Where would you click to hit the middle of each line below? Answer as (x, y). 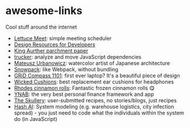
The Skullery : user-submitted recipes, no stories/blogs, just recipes (95, 100)
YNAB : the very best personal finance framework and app (84, 94)
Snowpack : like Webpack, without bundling (66, 69)
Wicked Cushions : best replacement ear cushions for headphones (94, 82)
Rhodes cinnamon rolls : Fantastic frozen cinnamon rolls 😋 (84, 88)
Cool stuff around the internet (41, 27)
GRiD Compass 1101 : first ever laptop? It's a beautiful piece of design (97, 75)
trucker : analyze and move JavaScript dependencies (78, 57)
